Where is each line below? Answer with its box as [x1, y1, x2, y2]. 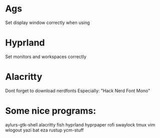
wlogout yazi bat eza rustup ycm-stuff [5, 127, 84, 133]
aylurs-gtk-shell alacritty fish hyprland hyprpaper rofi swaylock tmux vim [5, 121, 155, 127]
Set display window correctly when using [5, 19, 90, 25]
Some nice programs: [5, 105, 96, 116]
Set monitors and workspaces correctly [5, 53, 86, 59]
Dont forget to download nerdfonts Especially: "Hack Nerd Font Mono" [5, 87, 150, 93]
